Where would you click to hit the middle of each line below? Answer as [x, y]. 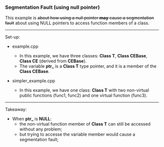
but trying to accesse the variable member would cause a [77, 134]
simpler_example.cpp [33, 81]
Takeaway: [16, 110]
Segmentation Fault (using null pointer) [52, 7]
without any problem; [41, 129]
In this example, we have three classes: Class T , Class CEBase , [83, 56]
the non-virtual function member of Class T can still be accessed [85, 124]
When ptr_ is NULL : [32, 119]
